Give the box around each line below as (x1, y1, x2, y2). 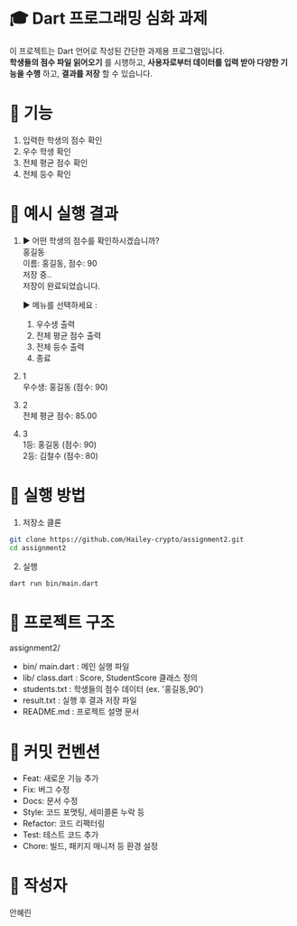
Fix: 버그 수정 (22, 784, 70, 795)
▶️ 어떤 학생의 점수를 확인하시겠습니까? (22, 235, 160, 246)
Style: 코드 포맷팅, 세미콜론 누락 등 (22, 807, 145, 818)
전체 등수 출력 (35, 341, 85, 352)
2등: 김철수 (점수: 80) (22, 450, 99, 461)
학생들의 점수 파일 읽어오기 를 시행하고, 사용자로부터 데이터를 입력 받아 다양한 (9, 56, 279, 68)
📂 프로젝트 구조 (9, 612, 116, 632)
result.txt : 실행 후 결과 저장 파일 (22, 695, 137, 706)
